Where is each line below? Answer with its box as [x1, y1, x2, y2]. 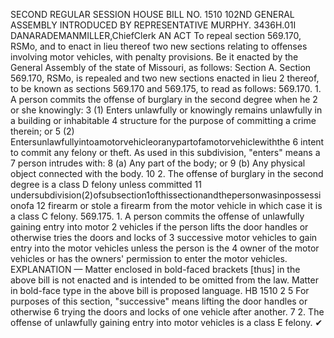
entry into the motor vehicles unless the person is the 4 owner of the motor [10, 242, 320, 254]
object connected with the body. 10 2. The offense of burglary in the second [10, 168, 324, 179]
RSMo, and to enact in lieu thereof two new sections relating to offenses [10, 40, 308, 52]
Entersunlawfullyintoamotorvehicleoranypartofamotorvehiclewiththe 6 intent [10, 136, 325, 148]
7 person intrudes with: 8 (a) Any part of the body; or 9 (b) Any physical [10, 157, 306, 169]
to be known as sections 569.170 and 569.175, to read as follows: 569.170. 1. [10, 83, 322, 94]
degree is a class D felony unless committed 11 [10, 179, 202, 190]
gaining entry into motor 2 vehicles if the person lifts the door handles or [10, 221, 309, 233]
